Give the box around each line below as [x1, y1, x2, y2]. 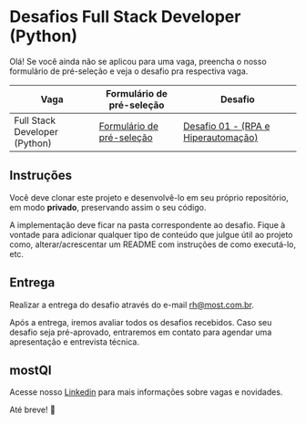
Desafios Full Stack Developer [9, 6, 241, 27]
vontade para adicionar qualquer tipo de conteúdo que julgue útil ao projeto [9, 229, 293, 240]
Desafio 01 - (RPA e [183, 119, 270, 132]
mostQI [9, 362, 52, 377]
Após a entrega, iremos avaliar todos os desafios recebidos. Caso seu [9, 316, 272, 327]
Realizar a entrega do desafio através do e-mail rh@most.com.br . [9, 299, 255, 310]
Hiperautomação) [183, 130, 259, 143]
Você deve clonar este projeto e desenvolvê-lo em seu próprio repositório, [9, 191, 289, 202]
